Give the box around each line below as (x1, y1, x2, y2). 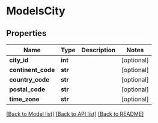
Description (81, 46, 116, 54)
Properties (6, 28, 47, 38)
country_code (9, 76, 50, 83)
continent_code (9, 66, 55, 74)
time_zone (9, 95, 40, 103)
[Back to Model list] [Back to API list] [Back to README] (6, 110, 144, 118)
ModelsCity (6, 4, 65, 18)
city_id (9, 56, 29, 64)
